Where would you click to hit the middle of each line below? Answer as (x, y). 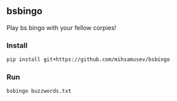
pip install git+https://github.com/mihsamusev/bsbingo (88, 60)
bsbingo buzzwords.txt (39, 91)
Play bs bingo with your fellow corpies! (61, 27)
